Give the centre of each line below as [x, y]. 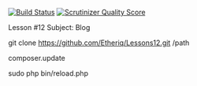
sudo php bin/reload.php [48, 73]
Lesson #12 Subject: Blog [49, 27]
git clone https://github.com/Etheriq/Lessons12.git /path [99, 43]
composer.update [37, 58]
